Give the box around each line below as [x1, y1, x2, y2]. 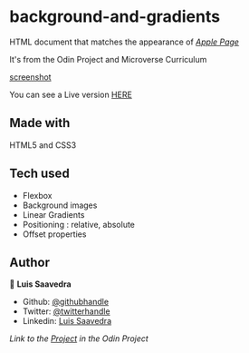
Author [9, 254, 50, 270]
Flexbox [22, 190, 53, 201]
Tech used [9, 166, 70, 181]
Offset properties [22, 229, 87, 240]
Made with [9, 115, 71, 131]
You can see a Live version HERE [9, 89, 133, 100]
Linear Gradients [22, 209, 85, 220]
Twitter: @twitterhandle [22, 306, 110, 317]
